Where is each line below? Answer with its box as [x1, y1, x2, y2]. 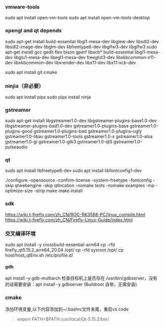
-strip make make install [34, 188, 83, 194]
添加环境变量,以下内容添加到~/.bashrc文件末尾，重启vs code [5, 306, 129, 312]
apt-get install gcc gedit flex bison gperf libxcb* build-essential [5, 49, 134, 55]
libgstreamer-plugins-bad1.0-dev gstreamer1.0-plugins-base [5, 123, 129, 129]
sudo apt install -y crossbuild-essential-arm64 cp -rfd [5, 242, 115, 248]
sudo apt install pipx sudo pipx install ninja [5, 94, 91, 100]
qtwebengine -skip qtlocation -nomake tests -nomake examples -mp [14, 183, 155, 189]
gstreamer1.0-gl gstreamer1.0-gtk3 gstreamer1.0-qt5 [5, 139, 113, 145]
